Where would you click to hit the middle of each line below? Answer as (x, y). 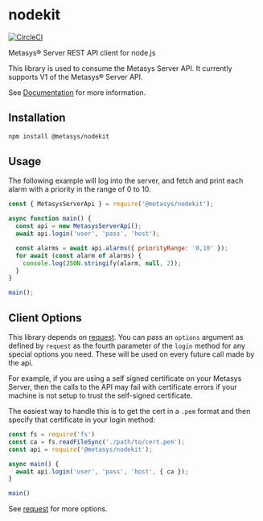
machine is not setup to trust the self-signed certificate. (101, 395)
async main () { (34, 464)
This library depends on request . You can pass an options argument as (126, 337)
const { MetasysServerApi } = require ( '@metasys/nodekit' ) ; (111, 204)
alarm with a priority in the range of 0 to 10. (80, 189)
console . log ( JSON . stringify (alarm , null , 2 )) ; (102, 263)
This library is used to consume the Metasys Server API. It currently (120, 68)
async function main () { (50, 219)
